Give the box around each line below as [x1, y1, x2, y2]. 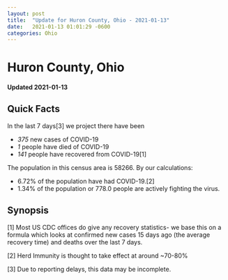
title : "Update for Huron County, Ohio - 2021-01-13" [7, 17, 170, 24]
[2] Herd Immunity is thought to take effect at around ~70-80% [7, 251, 188, 260]
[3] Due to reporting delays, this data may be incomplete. [7, 265, 172, 273]
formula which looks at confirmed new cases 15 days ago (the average [7, 231, 211, 239]
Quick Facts [7, 103, 61, 115]
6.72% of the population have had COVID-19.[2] [17, 177, 155, 185]
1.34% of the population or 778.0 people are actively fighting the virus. [17, 184, 220, 192]
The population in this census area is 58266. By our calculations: [7, 163, 193, 171]
